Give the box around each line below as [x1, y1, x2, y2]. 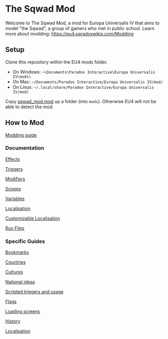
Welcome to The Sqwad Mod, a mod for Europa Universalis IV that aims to [5, 20, 160, 26]
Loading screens [5, 309, 40, 315]
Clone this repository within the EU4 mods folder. [5, 59, 108, 65]
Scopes [5, 186, 21, 192]
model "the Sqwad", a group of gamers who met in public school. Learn [5, 25, 154, 31]
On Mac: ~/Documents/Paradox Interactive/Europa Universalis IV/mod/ [12, 78, 163, 84]
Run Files [5, 225, 25, 231]
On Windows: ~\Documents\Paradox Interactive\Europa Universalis [12, 69, 155, 75]
